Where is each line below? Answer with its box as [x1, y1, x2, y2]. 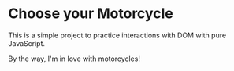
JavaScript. [8, 38, 46, 48]
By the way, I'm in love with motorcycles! [8, 54, 140, 63]
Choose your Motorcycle [8, 5, 173, 23]
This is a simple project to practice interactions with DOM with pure [8, 30, 227, 40]
